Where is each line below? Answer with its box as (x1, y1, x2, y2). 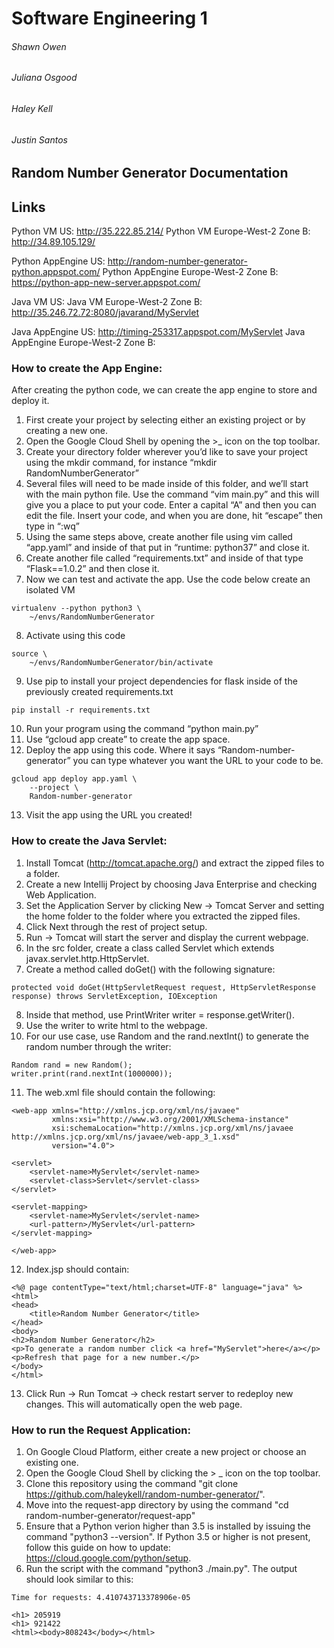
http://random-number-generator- (107, 255, 248, 267)
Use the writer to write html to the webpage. (25, 1019, 208, 1031)
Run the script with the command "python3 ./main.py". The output (25, 1562, 298, 1574)
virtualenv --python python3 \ (11, 603, 142, 614)
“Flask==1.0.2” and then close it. (25, 563, 160, 575)
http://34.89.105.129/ (11, 236, 96, 248)
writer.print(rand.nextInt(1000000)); (11, 1068, 173, 1079)
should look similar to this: (25, 1573, 134, 1585)
